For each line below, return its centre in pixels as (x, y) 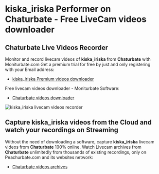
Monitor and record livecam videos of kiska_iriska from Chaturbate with (78, 59)
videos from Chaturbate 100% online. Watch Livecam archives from (73, 147)
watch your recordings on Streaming (62, 130)
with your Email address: (30, 70)
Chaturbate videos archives (40, 167)
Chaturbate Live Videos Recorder (57, 47)
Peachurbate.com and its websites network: (49, 157)
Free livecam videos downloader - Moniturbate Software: (62, 88)
